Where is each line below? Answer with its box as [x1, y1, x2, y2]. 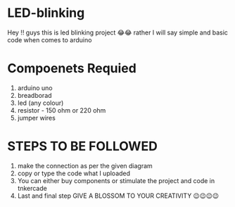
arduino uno [17, 83, 53, 92]
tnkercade [17, 184, 47, 192]
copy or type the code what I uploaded [17, 169, 131, 177]
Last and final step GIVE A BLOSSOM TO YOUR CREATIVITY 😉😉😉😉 [17, 192, 220, 200]
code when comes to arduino [7, 35, 92, 44]
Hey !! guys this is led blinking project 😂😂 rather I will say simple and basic [7, 28, 229, 37]
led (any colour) [17, 99, 64, 107]
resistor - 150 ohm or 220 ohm [17, 106, 106, 114]
